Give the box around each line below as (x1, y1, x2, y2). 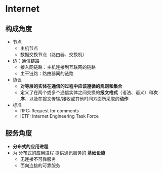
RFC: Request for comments (20, 108, 79, 114)
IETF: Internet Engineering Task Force (20, 113, 99, 119)
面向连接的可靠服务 (20, 162, 61, 168)
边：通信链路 (12, 58, 39, 64)
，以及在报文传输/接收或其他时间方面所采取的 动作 (24, 96, 129, 102)
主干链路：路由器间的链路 (20, 70, 74, 76)
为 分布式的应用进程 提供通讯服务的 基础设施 (12, 150, 105, 156)
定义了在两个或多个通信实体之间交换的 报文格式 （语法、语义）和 (20, 90, 153, 95)
